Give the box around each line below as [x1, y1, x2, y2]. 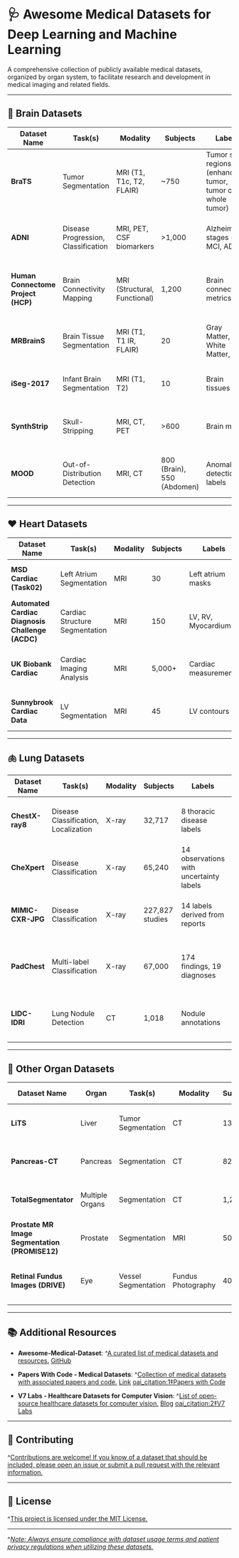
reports [181, 919, 206, 929]
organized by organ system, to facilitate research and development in [7, 73, 211, 81]
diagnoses [181, 970, 216, 980]
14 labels [181, 901, 213, 911]
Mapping [63, 293, 92, 303]
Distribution [63, 468, 102, 478]
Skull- [63, 417, 84, 427]
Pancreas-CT [11, 1156, 58, 1166]
